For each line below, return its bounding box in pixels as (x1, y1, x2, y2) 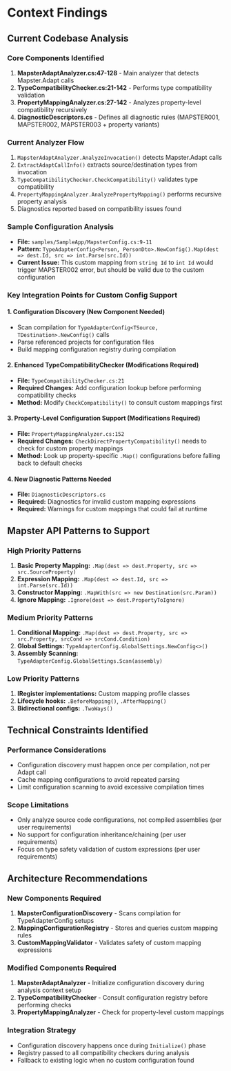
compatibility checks (17, 391, 77, 399)
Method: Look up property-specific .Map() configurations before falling (17, 452, 221, 459)
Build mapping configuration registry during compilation (17, 345, 177, 354)
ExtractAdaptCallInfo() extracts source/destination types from (17, 161, 198, 169)
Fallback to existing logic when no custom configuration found (17, 1056, 194, 1064)
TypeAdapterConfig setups (17, 917, 94, 925)
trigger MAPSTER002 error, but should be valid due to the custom (17, 266, 205, 274)
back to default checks (17, 459, 83, 467)
